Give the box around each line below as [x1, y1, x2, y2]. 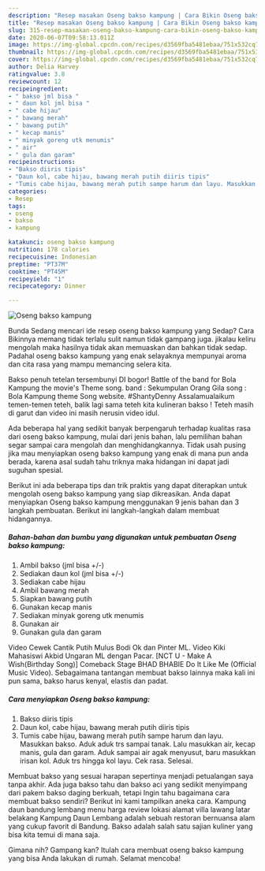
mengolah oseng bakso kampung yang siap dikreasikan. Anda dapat [8, 489, 231, 499]
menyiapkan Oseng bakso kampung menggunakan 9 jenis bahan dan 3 [8, 497, 239, 507]
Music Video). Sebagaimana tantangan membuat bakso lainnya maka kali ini [8, 668, 256, 678]
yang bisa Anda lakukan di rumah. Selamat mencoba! [8, 854, 181, 863]
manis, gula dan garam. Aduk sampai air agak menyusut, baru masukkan [19, 748, 256, 757]
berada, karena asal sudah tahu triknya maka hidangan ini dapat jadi [8, 457, 230, 467]
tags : [8, 202, 26, 210]
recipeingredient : [8, 84, 69, 93]
